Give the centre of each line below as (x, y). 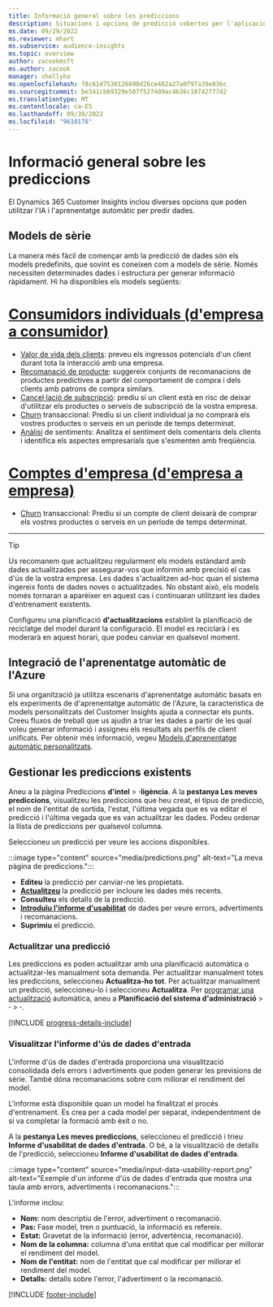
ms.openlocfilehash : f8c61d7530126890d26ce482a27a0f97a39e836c (118, 84)
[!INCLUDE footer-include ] (52, 1294)
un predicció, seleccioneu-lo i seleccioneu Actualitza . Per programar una (131, 990)
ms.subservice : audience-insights (67, 46)
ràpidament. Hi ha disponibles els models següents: (95, 281)
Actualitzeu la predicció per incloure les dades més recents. (121, 891)
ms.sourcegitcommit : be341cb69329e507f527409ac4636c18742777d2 (118, 91)
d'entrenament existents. (50, 604)
